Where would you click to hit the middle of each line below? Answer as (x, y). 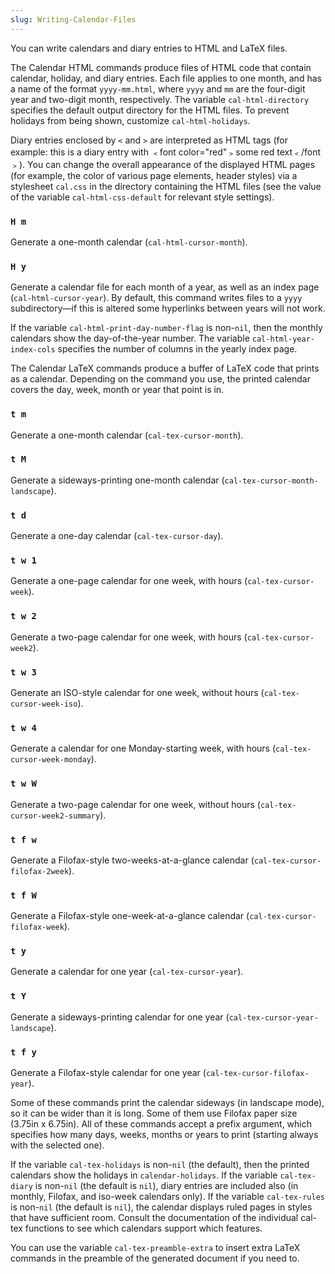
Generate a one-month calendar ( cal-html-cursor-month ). (129, 242)
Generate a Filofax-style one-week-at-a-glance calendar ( (130, 916)
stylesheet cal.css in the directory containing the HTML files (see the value (166, 186)
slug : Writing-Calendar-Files (73, 19)
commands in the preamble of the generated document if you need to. (155, 1258)
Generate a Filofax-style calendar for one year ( (108, 1073)
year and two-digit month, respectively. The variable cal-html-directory (160, 99)
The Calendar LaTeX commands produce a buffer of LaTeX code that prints (165, 368)
